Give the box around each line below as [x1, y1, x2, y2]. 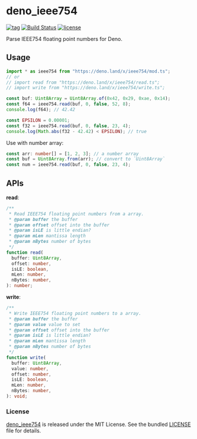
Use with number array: [6, 139, 64, 146]
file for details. [6, 427, 41, 434]
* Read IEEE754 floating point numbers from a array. [8, 211, 144, 217]
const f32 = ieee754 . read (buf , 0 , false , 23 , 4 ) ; [6, 123, 131, 129]
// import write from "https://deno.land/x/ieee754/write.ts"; [6, 85, 166, 91]
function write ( [6, 355, 46, 361]
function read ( [6, 249, 44, 255]
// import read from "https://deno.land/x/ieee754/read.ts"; [6, 79, 160, 86]
